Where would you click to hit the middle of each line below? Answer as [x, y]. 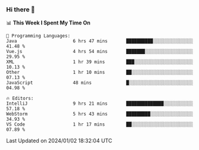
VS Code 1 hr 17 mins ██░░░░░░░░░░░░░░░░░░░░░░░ [100, 124]
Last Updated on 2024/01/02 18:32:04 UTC [59, 141]
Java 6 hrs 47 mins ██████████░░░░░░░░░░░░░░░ [100, 41]
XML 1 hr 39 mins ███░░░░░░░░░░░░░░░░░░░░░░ [100, 62]
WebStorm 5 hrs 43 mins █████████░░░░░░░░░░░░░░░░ [100, 114]
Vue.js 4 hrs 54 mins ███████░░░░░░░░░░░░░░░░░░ [100, 52]
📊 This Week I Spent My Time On [48, 23]
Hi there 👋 [21, 10]
